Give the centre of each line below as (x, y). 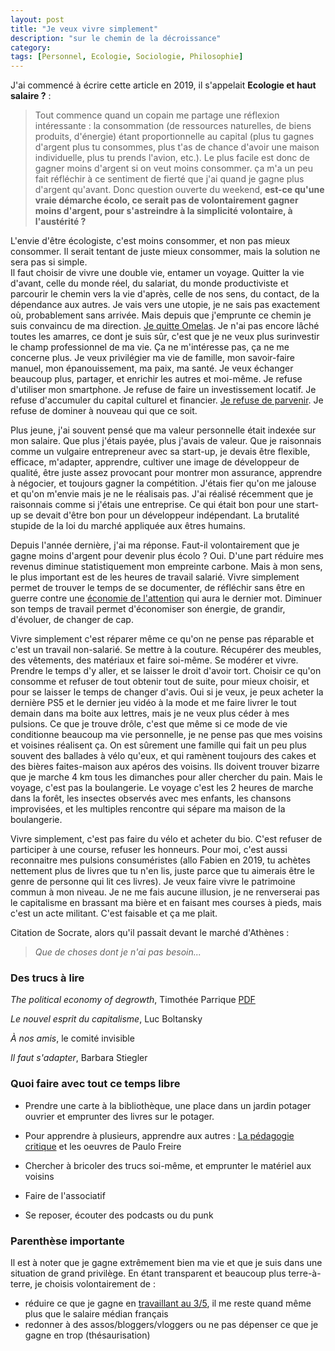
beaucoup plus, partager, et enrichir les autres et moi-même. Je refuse (156, 379)
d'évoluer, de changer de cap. (72, 620)
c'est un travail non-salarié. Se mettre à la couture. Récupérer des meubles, (166, 650)
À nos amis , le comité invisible (72, 1038)
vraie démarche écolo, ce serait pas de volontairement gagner (166, 200)
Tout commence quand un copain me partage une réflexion (157, 115)
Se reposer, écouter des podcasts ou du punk (119, 1215)
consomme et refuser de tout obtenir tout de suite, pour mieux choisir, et (160, 682)
